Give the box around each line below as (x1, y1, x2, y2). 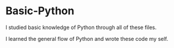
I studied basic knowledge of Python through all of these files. (5, 24, 157, 31)
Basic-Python (5, 4, 75, 18)
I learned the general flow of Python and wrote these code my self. (5, 35, 169, 42)
